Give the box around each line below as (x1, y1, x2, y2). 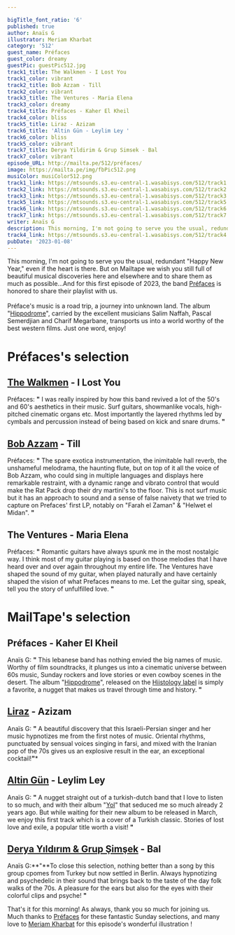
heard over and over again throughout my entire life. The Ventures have (7, 562, 213, 571)
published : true (7, 22, 55, 30)
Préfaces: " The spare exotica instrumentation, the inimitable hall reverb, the (7, 456, 227, 465)
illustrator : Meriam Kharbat (7, 36, 92, 43)
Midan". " (7, 509, 35, 517)
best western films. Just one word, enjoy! (7, 324, 127, 333)
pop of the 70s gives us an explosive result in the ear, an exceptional (7, 746, 205, 755)
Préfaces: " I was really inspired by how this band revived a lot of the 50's (7, 395, 220, 404)
